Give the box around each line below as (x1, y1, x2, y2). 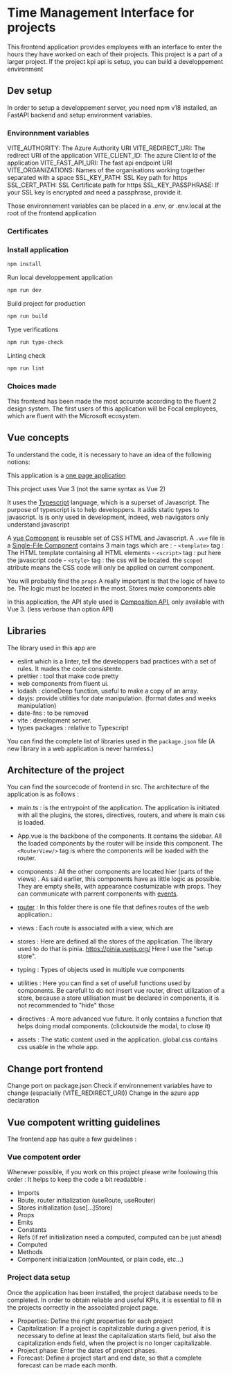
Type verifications (7, 325, 59, 334)
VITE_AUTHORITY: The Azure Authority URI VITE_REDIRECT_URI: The (7, 144, 206, 152)
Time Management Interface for (7, 5, 195, 21)
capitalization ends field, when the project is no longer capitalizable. (17, 1339, 212, 1347)
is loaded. (17, 818, 46, 827)
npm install (7, 261, 42, 268)
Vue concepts (7, 432, 69, 444)
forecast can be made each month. (17, 1360, 118, 1369)
